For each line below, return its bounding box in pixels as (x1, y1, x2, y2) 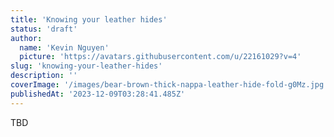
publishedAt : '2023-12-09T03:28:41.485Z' (10, 89, 186, 99)
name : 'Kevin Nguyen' (19, 42, 110, 53)
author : (10, 33, 43, 43)
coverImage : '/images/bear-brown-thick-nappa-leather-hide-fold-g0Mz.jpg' (10, 80, 329, 90)
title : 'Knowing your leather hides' (10, 14, 168, 25)
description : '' (10, 71, 78, 81)
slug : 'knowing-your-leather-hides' (10, 61, 163, 71)
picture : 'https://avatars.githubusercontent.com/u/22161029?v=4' (19, 52, 302, 62)
